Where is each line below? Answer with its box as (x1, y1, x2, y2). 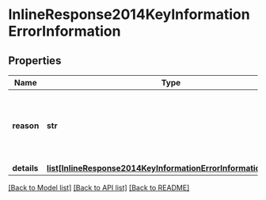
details (12, 163, 39, 173)
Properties (8, 54, 62, 67)
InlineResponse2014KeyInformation (8, 6, 251, 24)
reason (12, 120, 40, 131)
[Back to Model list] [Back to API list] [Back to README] (8, 183, 190, 192)
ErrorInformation (8, 22, 121, 40)
